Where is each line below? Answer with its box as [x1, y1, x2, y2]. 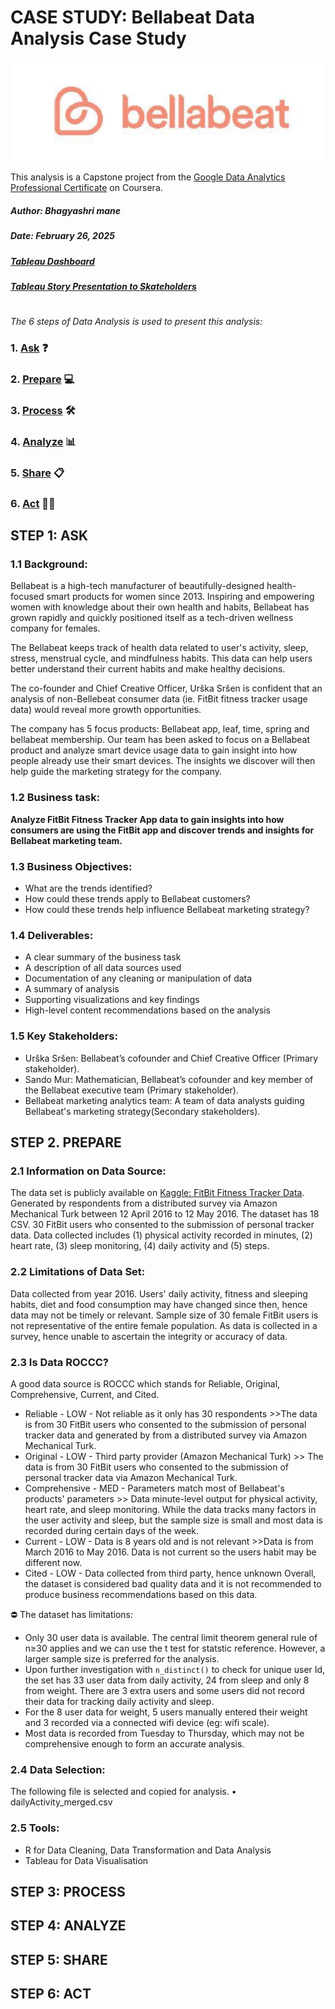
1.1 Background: [10, 557, 88, 571]
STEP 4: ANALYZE [10, 1917, 127, 1935]
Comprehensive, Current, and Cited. [10, 1388, 160, 1400]
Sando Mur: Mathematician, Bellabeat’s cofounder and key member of [24, 1073, 314, 1085]
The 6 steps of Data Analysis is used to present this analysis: [10, 316, 263, 328]
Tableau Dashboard [10, 255, 95, 267]
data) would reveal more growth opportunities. [10, 704, 202, 716]
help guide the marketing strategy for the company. [10, 766, 223, 778]
